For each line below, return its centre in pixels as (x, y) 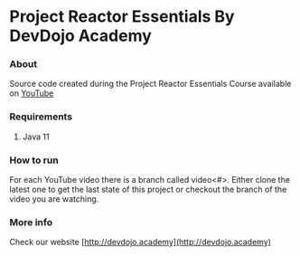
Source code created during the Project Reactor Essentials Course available (150, 84)
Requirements (41, 117)
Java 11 (36, 137)
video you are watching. (54, 199)
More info (31, 222)
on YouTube (32, 93)
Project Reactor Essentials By (122, 17)
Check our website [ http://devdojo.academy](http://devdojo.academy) (140, 242)
